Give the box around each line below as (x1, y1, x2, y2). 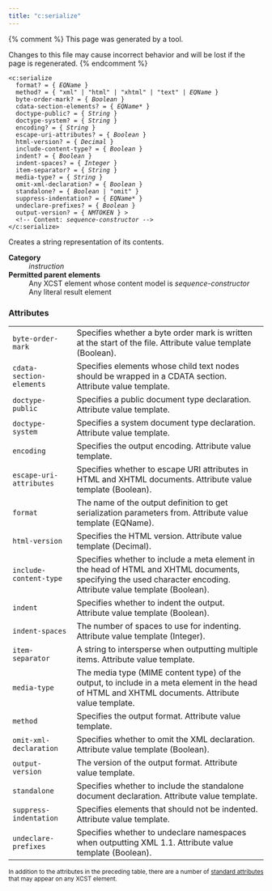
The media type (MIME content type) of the (76, 667, 241, 678)
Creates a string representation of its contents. (8, 236, 164, 247)
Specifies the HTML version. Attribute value (76, 530, 243, 541)
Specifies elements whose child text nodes (76, 360, 240, 371)
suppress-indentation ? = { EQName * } (15, 194, 143, 202)
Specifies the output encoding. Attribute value (76, 440, 252, 452)
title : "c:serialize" (8, 11, 82, 20)
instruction (28, 261, 65, 271)
